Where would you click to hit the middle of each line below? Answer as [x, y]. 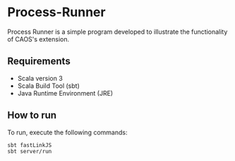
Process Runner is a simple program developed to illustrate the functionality [117, 32]
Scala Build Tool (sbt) [48, 86]
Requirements [39, 62]
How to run [32, 116]
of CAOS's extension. [38, 39]
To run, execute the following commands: [67, 132]
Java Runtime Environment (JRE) [65, 93]
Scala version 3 [40, 78]
